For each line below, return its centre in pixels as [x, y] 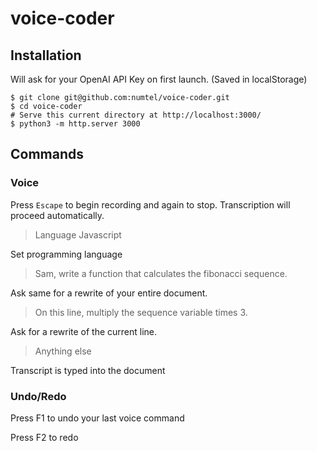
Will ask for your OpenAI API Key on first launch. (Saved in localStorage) [159, 79]
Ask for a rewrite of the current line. [84, 331]
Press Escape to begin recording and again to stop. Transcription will [150, 204]
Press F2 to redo [44, 437]
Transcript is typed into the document [88, 370]
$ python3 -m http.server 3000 [75, 124]
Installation [46, 55]
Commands [47, 154]
